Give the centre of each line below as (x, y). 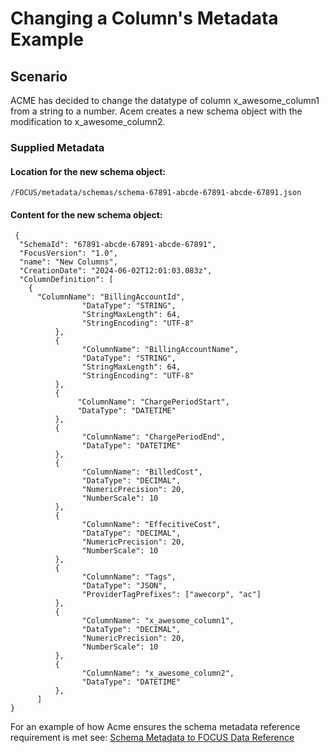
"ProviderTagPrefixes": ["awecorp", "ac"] (171, 595)
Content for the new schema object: (86, 214)
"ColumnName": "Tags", (129, 577)
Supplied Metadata (57, 147)
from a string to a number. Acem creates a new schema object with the (156, 111)
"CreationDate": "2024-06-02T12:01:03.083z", (116, 271)
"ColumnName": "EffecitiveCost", (151, 525)
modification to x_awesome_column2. (88, 121)
